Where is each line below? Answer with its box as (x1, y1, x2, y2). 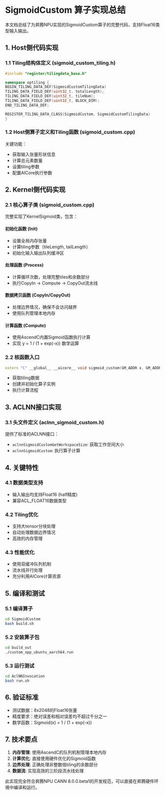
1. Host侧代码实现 (5, 44, 59, 52)
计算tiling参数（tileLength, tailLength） (12, 244, 91, 250)
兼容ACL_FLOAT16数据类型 (12, 498, 67, 503)
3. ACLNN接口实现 (5, 403, 61, 411)
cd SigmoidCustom (5, 617, 41, 622)
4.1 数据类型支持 (5, 479, 43, 486)
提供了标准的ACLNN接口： (5, 431, 59, 437)
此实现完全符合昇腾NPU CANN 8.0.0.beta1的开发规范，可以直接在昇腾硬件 (5, 778, 155, 784)
